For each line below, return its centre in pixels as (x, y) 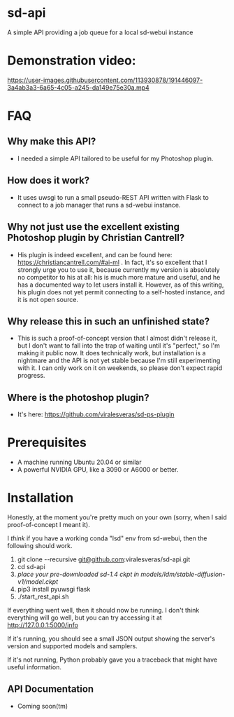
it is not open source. (48, 299)
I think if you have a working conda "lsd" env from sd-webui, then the (107, 538)
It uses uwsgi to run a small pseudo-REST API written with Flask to (113, 197)
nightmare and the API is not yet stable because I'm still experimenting (119, 361)
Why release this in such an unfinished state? (109, 321)
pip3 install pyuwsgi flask (54, 589)
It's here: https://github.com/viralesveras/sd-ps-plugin (96, 414)
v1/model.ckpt (37, 582)
